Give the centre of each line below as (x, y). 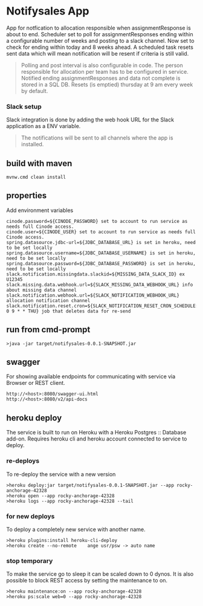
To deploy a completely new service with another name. (76, 529)
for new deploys (31, 516)
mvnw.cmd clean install (36, 177)
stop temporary (30, 561)
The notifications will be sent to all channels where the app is (97, 138)
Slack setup (24, 106)
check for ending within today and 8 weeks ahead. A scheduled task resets (100, 47)
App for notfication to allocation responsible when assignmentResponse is (99, 28)
